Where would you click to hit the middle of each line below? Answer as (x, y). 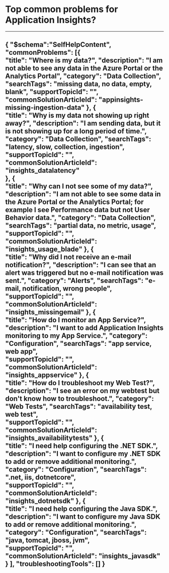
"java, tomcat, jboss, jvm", (48, 541)
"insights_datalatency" (43, 170)
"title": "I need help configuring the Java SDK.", (81, 509)
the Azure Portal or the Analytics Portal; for (75, 202)
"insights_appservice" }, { (47, 375)
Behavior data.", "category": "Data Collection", (80, 218)
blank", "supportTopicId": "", (52, 92)
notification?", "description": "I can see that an (81, 265)
